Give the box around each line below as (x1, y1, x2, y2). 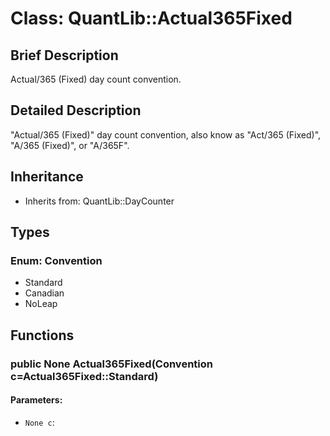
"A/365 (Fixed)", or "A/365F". (10, 139, 130, 151)
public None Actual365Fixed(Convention (10, 357, 213, 371)
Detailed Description (10, 102, 142, 119)
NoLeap (24, 298, 58, 310)
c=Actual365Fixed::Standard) (10, 369, 159, 383)
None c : (24, 416, 55, 428)
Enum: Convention (10, 253, 103, 267)
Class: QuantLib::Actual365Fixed (10, 7, 293, 30)
